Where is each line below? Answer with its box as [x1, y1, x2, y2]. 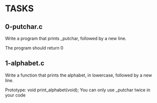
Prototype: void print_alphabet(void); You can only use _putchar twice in [5, 87, 151, 93]
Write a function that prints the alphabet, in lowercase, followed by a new [5, 72, 153, 78]
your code [5, 92, 26, 98]
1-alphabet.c [5, 59, 45, 68]
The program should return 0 [5, 45, 64, 51]
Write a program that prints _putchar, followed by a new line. [5, 35, 127, 41]
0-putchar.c [5, 23, 43, 31]
